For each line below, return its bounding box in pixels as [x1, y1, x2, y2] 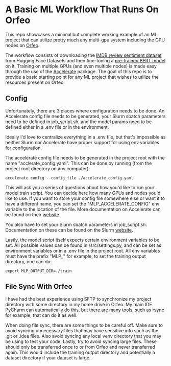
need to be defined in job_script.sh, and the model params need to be [5, 119, 152, 125]
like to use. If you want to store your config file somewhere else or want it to [5, 195, 165, 201]
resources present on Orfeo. [5, 79, 65, 85]
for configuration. [5, 145, 42, 151]
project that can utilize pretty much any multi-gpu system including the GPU [5, 37, 165, 43]
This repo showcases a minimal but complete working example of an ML [5, 31, 158, 37]
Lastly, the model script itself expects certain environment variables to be [5, 237, 160, 243]
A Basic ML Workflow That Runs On [5, 4, 159, 15]
